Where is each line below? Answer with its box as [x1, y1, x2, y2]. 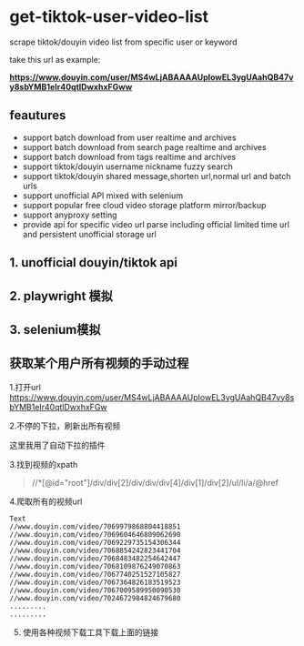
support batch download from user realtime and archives [22, 132, 237, 143]
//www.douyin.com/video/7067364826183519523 [9, 578, 181, 587]
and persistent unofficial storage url [22, 228, 157, 239]
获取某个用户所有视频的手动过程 [9, 356, 189, 371]
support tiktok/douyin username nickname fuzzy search [22, 161, 234, 172]
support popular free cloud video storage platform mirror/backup [22, 199, 267, 210]
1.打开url [9, 381, 41, 392]
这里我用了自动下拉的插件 [9, 439, 106, 450]
